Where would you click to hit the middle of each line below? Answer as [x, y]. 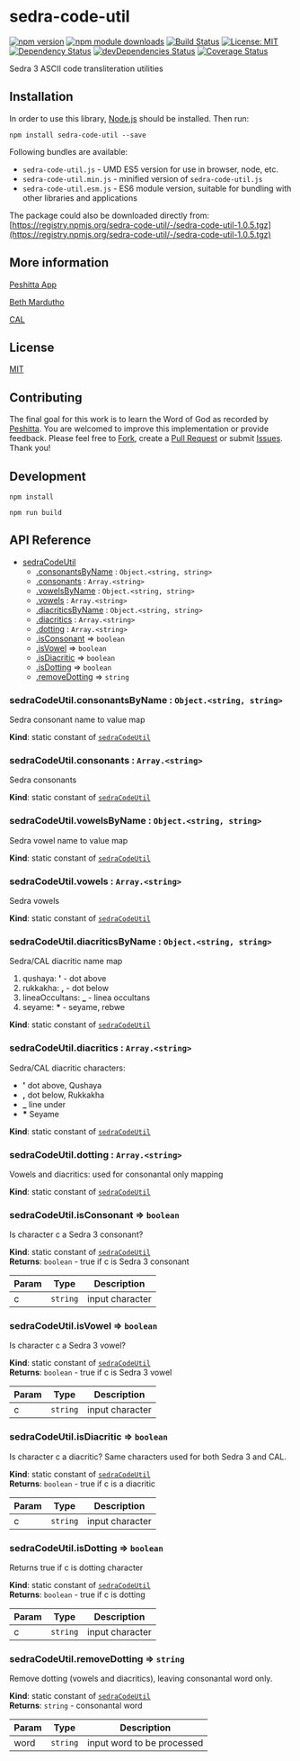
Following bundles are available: [69, 151]
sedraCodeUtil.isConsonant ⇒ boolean [94, 1215]
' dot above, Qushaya [62, 1085]
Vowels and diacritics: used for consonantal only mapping [116, 1174]
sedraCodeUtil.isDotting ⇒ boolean [86, 1548]
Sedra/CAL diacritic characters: [67, 1068]
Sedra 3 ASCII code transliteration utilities [86, 68]
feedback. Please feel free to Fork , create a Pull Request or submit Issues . [146, 438]
